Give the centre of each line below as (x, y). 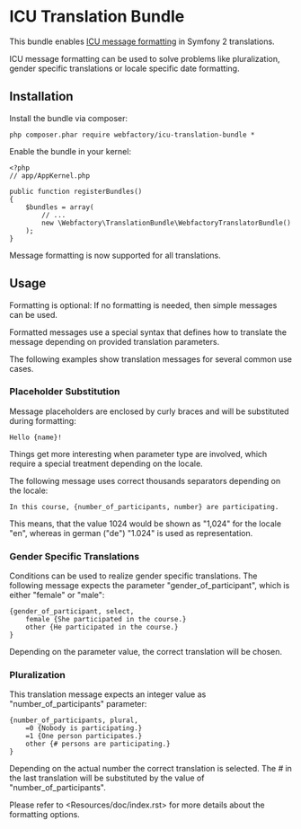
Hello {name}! (36, 437)
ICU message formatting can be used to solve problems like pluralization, (145, 58)
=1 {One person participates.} (84, 736)
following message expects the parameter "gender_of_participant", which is (150, 586)
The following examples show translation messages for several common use (150, 359)
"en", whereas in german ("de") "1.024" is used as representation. (131, 533)
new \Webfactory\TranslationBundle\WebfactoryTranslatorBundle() (167, 223)
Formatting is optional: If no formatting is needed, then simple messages (143, 305)
